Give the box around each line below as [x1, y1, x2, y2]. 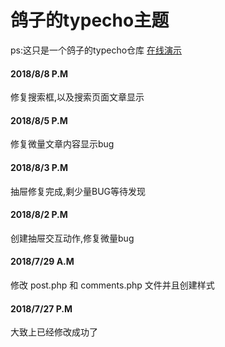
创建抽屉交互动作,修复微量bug [10, 232, 135, 244]
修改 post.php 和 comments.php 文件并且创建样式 [10, 279, 215, 291]
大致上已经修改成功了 [10, 326, 98, 338]
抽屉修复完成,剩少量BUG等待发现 [10, 185, 147, 197]
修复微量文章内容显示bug [10, 138, 115, 150]
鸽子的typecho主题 [10, 9, 170, 32]
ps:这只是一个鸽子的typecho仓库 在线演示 [10, 44, 183, 56]
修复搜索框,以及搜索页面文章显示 [10, 91, 145, 103]
